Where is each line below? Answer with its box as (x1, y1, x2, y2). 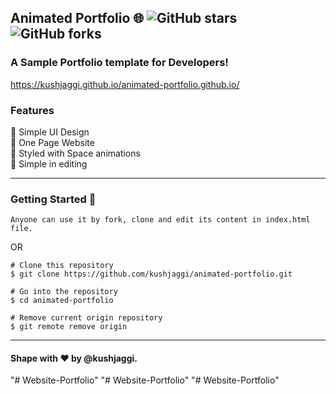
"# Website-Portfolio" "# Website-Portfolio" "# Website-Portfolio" (10, 374, 280, 386)
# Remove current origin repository (10, 313, 163, 323)
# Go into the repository (10, 287, 118, 297)
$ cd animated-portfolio (10, 296, 114, 306)
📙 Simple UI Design (10, 126, 90, 138)
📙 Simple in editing (10, 157, 88, 170)
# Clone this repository (10, 261, 114, 271)
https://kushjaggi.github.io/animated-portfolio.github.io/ (10, 78, 240, 90)
